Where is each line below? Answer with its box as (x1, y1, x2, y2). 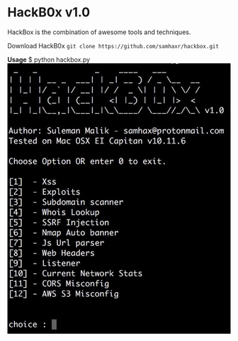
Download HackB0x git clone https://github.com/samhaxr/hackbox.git (7, 41, 220, 50)
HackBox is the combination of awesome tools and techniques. (7, 28, 191, 36)
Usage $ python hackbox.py (7, 55, 91, 64)
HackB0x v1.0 (7, 4, 91, 21)
